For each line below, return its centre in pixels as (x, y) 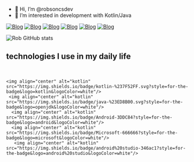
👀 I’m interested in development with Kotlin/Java (73, 15)
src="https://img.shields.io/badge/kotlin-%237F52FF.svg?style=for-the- (97, 86)
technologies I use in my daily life (68, 57)
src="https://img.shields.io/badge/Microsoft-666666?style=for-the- (92, 133)
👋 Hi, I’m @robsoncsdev (44, 9)
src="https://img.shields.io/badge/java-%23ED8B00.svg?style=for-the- (95, 102)
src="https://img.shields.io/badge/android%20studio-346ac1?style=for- (96, 148)
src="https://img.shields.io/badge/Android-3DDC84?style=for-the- (89, 117)
